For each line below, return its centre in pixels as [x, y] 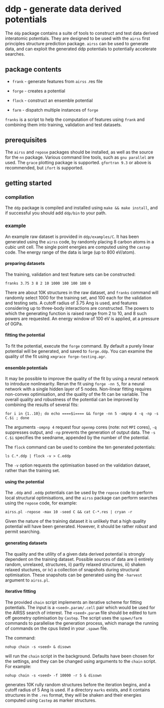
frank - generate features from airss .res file [57, 81]
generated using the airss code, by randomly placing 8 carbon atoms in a [80, 241]
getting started [28, 183]
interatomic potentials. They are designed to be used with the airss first [78, 38]
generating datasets [26, 543]
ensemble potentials [26, 368]
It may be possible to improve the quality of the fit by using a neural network [82, 379]
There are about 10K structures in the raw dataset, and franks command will [82, 292]
